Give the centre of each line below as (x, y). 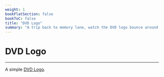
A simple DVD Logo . (25, 69)
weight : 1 (15, 9)
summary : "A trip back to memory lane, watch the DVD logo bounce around (82, 28)
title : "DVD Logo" (24, 23)
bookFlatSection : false (29, 14)
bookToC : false (20, 18)
